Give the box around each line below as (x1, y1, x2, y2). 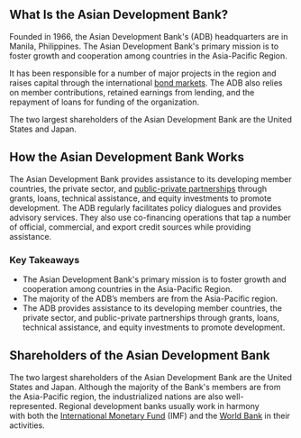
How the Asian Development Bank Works (9, 150, 245, 165)
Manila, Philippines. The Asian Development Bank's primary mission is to (9, 41, 279, 51)
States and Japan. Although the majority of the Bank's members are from (9, 381, 281, 392)
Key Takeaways (9, 253, 80, 266)
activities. (9, 419, 45, 431)
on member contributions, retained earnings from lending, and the (9, 87, 255, 97)
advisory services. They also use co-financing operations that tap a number (9, 212, 291, 223)
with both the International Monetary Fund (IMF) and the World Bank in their (9, 410, 291, 421)
